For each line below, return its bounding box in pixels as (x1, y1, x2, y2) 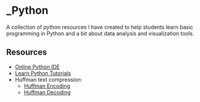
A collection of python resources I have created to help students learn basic (6, 23, 193, 31)
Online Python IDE (14, 63, 60, 70)
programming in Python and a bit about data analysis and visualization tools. (6, 29, 195, 37)
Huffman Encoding (23, 82, 71, 89)
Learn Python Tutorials (14, 70, 71, 77)
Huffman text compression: (14, 76, 83, 83)
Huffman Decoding (23, 88, 71, 96)
